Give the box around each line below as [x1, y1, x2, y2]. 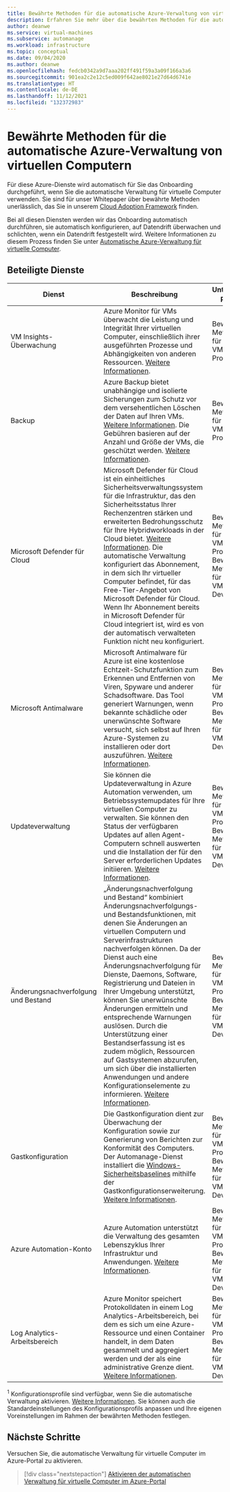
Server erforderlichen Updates [103, 855, 202, 865]
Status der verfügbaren [103, 821, 179, 831]
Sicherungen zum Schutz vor [103, 394, 197, 404]
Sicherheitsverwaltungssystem [103, 482, 203, 492]
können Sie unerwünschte [103, 995, 188, 1004]
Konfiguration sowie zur [103, 1126, 180, 1135]
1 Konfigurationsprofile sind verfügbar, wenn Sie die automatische [7, 1388, 192, 1398]
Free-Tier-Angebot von [103, 585, 181, 594]
